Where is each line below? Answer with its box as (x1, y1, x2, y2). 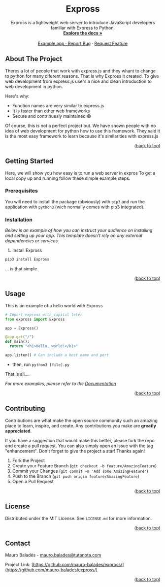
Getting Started (5, 157, 54, 165)
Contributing (5, 404, 45, 413)
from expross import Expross (5, 317, 65, 322)
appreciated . (5, 428, 32, 434)
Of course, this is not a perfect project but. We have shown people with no (5, 123, 156, 129)
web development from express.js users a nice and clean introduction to (5, 78, 152, 84)
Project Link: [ (5, 562, 33, 568)
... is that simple (5, 266, 37, 272)
